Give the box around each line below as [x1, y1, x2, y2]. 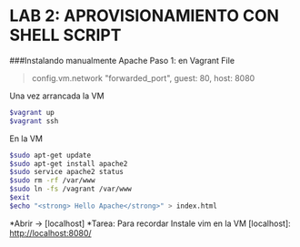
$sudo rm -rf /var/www [9, 176, 95, 185]
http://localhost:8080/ [9, 227, 93, 238]
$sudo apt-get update [9, 150, 92, 160]
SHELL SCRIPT [9, 25, 122, 46]
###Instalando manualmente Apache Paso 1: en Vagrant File [9, 55, 235, 66]
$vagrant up [9, 108, 55, 117]
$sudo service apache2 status [9, 168, 125, 177]
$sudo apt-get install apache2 [9, 159, 128, 169]
